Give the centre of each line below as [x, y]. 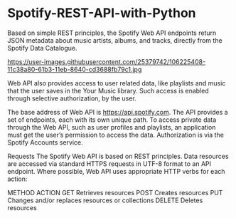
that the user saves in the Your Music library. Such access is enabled [108, 90]
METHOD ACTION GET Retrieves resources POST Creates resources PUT [115, 192]
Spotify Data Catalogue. [42, 48]
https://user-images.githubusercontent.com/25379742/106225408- [107, 61]
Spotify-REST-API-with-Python [102, 13]
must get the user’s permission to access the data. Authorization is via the [116, 135]
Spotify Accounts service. [45, 142]
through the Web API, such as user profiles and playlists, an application [112, 127]
